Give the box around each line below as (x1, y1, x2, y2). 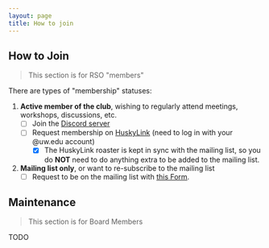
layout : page (8, 11, 52, 20)
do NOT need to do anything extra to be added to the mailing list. (43, 155, 260, 164)
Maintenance (8, 195, 77, 209)
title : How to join (8, 19, 74, 27)
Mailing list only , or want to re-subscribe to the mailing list (19, 163, 215, 173)
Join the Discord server (31, 118, 110, 129)
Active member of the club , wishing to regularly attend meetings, (19, 101, 238, 111)
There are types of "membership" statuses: (8, 86, 152, 96)
